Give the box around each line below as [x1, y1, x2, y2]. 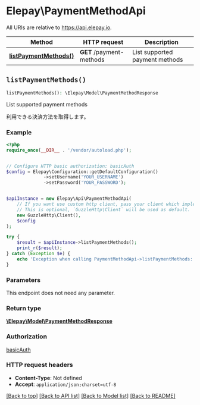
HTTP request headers [6, 361, 73, 369]
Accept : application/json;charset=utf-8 [14, 381, 117, 388]
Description [145, 37, 179, 46]
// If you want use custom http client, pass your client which [17, 201, 180, 208]
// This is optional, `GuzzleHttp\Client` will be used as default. [17, 206, 190, 212]
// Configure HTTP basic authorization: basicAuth [6, 163, 135, 169]
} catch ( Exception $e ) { [6, 251, 70, 257]
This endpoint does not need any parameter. [6, 289, 115, 296]
